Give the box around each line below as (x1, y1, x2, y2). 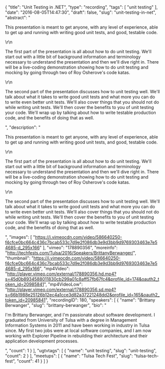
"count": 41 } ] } (17, 358, 48, 364)
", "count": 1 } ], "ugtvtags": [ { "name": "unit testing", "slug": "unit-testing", (5, 348, 157, 353)
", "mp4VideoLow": (44, 281, 83, 287)
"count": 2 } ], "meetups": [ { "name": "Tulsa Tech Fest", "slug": (5, 353, 134, 359)
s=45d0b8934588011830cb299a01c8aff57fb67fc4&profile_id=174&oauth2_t (5, 276, 160, 282)
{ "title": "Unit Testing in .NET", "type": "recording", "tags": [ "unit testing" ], (5, 4, 158, 10)
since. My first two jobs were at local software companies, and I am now (5, 328, 151, 333)
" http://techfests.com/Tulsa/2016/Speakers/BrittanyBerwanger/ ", (5, 250, 137, 256)
